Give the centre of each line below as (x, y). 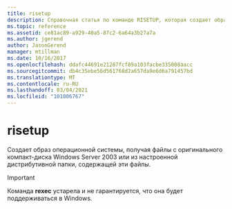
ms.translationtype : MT (41, 77)
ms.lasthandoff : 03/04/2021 (48, 90)
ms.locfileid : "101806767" (46, 97)
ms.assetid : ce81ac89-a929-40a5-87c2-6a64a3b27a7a (81, 33)
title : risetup (29, 13)
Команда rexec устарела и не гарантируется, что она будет (95, 190)
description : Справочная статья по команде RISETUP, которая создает (109, 20)
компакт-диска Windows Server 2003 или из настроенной (93, 157)
